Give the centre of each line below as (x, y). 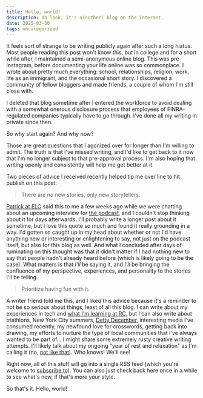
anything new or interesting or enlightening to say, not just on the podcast (98, 239)
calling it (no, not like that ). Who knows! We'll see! (68, 353)
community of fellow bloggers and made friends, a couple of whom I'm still (100, 85)
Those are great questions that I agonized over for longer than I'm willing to (100, 145)
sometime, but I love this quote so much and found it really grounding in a (98, 226)
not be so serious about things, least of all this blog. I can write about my (97, 307)
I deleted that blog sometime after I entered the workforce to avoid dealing (99, 103)
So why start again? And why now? (50, 134)
